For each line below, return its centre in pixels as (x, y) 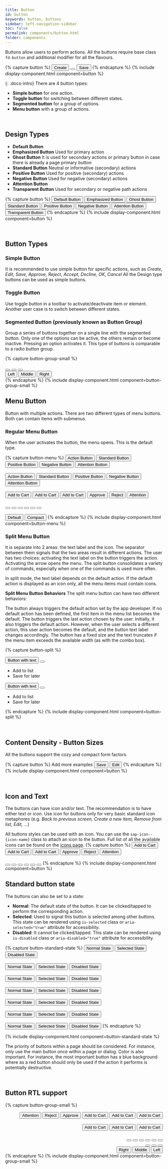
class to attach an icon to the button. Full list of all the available (95, 839)
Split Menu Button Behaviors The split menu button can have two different (82, 594)
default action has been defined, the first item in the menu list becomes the (82, 614)
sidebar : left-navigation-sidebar (41, 24)
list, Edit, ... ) (17, 824)
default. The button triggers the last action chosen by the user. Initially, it (80, 619)
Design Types (27, 134)
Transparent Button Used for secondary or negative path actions (80, 189)
